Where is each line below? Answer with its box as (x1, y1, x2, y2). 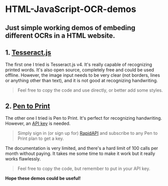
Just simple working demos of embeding (5, 24, 135, 32)
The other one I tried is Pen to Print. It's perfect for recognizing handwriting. (5, 115, 162, 121)
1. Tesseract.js (5, 48, 52, 57)
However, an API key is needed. (5, 120, 71, 126)
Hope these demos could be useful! (5, 175, 81, 181)
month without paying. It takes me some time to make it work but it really (5, 150, 155, 156)
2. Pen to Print (5, 102, 50, 110)
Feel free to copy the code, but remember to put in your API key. (17, 165, 150, 171)
